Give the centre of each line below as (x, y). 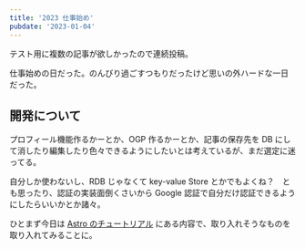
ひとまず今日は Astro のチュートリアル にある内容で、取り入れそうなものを (150, 223)
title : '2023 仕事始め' (51, 18)
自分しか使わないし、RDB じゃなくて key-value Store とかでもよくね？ (142, 182)
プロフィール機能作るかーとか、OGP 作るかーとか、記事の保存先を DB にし (150, 140)
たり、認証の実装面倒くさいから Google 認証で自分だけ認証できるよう (164, 193)
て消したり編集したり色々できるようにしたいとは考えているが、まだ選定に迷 (152, 150)
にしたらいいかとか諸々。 (57, 204)
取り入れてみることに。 (53, 235)
